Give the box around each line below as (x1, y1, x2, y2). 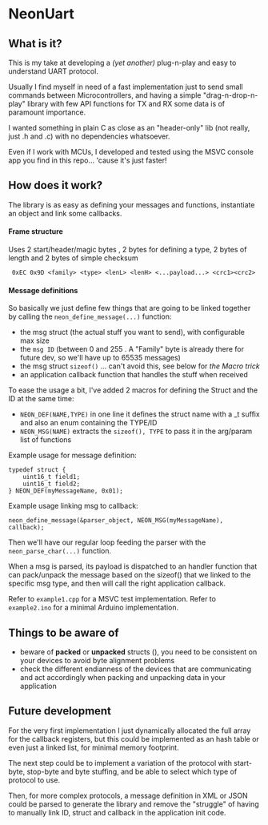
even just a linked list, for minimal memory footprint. (8, 742, 179, 752)
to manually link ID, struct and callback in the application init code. (8, 807, 226, 817)
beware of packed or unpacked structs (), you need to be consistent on (19, 647, 258, 657)
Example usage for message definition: (8, 450, 138, 461)
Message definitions (8, 285, 78, 295)
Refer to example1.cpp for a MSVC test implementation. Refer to (8, 594, 216, 604)
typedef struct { (8, 466, 66, 474)
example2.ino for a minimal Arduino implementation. (8, 602, 178, 613)
